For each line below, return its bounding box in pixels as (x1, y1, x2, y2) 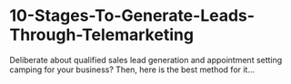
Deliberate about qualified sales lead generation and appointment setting (9, 54, 283, 65)
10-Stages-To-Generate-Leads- (9, 5, 256, 26)
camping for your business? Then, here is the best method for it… (9, 64, 256, 75)
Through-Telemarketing (9, 24, 194, 45)
